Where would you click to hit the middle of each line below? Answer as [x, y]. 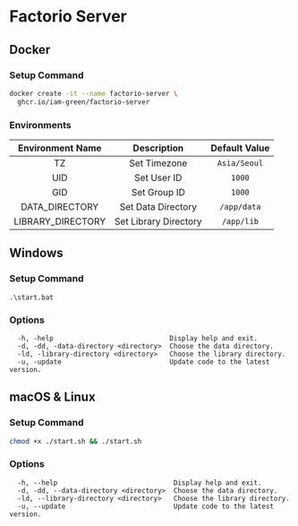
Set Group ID [158, 192]
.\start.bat [31, 297]
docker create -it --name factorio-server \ [94, 93]
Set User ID [158, 177]
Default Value [240, 148]
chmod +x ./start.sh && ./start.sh [76, 441]
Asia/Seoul [240, 163]
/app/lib [240, 221]
